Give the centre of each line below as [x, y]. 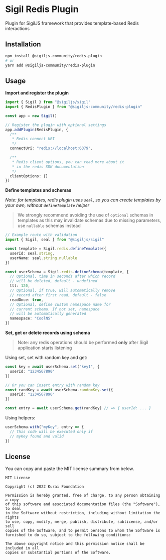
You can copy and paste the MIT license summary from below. [70, 469]
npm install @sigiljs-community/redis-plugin [53, 56]
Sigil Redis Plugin [42, 9]
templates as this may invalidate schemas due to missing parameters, [89, 220]
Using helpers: [20, 418]
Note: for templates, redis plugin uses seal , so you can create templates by [83, 200]
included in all [22, 548]
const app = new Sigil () [31, 116]
